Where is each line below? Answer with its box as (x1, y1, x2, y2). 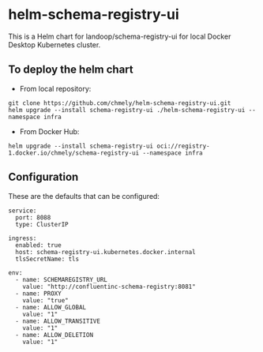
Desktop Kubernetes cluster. (8, 39, 101, 49)
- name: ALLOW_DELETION (15, 331, 93, 339)
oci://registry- (156, 142, 211, 150)
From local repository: (19, 84, 92, 93)
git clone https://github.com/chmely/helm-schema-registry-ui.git (8, 99, 231, 107)
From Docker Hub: (19, 126, 80, 136)
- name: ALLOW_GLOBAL (15, 303, 87, 311)
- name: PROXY (15, 290, 62, 298)
